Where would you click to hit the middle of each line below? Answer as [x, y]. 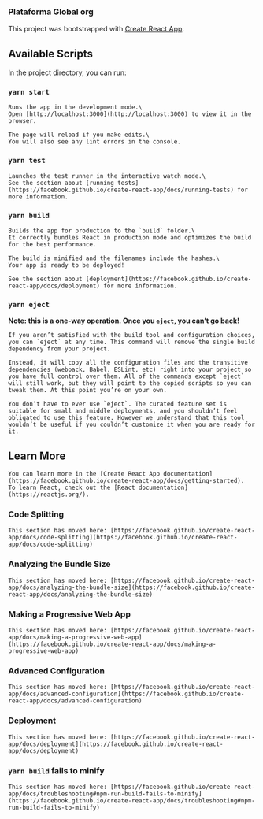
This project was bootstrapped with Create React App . [96, 29]
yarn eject [29, 304]
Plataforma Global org [51, 12]
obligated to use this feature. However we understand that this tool [126, 418]
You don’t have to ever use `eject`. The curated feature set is [117, 404]
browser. [22, 121]
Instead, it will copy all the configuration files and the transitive [128, 363]
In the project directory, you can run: [67, 72]
